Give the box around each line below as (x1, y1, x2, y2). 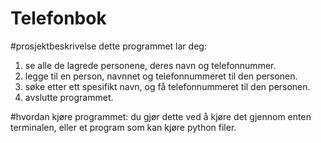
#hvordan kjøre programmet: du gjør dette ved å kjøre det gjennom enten (10, 110, 312, 122)
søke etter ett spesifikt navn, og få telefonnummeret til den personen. (24, 80, 311, 92)
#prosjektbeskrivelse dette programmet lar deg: (10, 40, 207, 52)
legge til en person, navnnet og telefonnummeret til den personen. (24, 70, 298, 82)
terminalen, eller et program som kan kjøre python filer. (10, 121, 237, 133)
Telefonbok (10, 7, 107, 30)
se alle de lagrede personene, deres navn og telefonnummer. (24, 59, 277, 71)
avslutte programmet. (24, 91, 114, 103)
